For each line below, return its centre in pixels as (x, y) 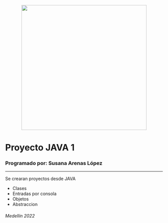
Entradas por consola (34, 194)
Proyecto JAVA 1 (40, 148)
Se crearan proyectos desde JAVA (40, 179)
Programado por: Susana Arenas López (54, 163)
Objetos (20, 199)
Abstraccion (25, 204)
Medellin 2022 (20, 216)
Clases (19, 188)
